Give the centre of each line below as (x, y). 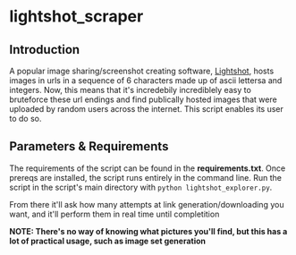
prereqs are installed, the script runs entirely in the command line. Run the (145, 177)
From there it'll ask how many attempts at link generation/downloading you (147, 204)
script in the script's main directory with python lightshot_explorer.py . (141, 187)
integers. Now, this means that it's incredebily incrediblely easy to (131, 90)
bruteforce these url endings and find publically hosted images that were (143, 99)
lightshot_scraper (76, 17)
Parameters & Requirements (89, 146)
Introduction (45, 50)
